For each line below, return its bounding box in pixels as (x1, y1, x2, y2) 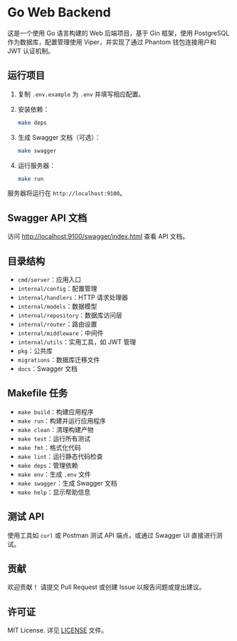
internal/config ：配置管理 (17, 284, 98, 292)
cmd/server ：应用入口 (17, 275, 82, 284)
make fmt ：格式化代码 (17, 443, 82, 451)
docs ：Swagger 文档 (17, 364, 78, 373)
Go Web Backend (7, 4, 112, 21)
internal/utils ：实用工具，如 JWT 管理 (17, 338, 137, 346)
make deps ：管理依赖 (17, 461, 78, 469)
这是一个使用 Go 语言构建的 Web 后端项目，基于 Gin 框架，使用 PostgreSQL (7, 29, 230, 37)
